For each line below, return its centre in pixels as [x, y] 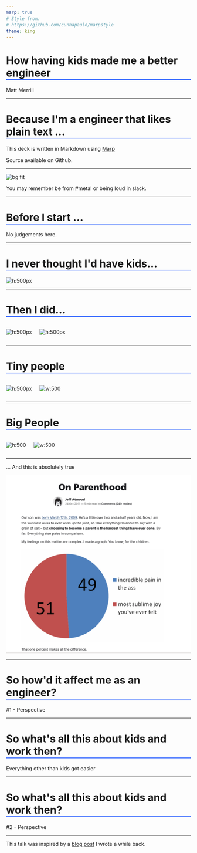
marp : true [19, 12]
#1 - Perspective [26, 710]
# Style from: [23, 18]
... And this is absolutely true [40, 467]
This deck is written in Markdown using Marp [61, 149]
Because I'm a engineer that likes [89, 119]
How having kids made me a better [92, 61]
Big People [33, 423]
